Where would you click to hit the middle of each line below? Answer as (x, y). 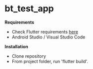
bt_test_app (29, 9)
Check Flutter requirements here (45, 32)
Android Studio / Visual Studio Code (48, 37)
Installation (16, 46)
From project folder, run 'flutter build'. (50, 61)
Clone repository (29, 56)
